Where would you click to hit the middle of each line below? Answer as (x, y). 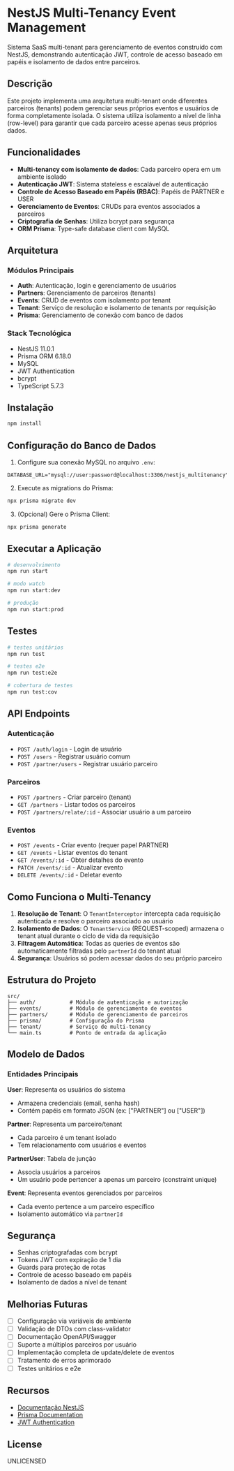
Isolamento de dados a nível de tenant (72, 1282)
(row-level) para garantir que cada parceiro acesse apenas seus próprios (112, 123)
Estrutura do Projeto (52, 980)
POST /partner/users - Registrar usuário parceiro (87, 763)
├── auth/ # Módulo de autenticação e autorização (98, 1002)
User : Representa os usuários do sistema (66, 1089)
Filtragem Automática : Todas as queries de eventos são (98, 944)
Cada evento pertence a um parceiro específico (86, 1206)
